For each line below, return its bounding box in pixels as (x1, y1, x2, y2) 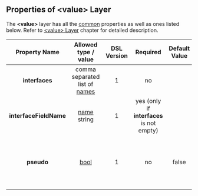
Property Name (15, 48, 60, 56)
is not (140, 119, 156, 127)
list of (78, 79, 94, 88)
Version (105, 51, 128, 59)
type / (77, 48, 94, 56)
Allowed (74, 41, 98, 49)
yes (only (135, 97, 161, 105)
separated (71, 72, 100, 81)
